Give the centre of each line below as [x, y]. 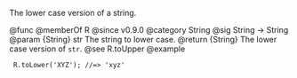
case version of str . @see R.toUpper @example [97, 49]
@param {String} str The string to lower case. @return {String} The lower [143, 39]
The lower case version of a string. [73, 13]
